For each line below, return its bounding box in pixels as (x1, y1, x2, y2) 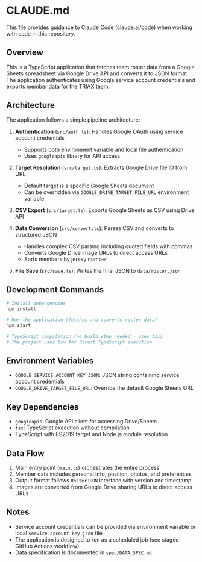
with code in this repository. (6, 30, 75, 37)
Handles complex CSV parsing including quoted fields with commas (24, 242, 193, 250)
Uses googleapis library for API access (24, 152, 121, 160)
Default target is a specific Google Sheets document (24, 182, 154, 189)
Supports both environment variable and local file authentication (24, 146, 184, 153)
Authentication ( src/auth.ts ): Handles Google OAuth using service (14, 128, 183, 135)
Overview (6, 48, 44, 58)
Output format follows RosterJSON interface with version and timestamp (14, 477, 192, 484)
